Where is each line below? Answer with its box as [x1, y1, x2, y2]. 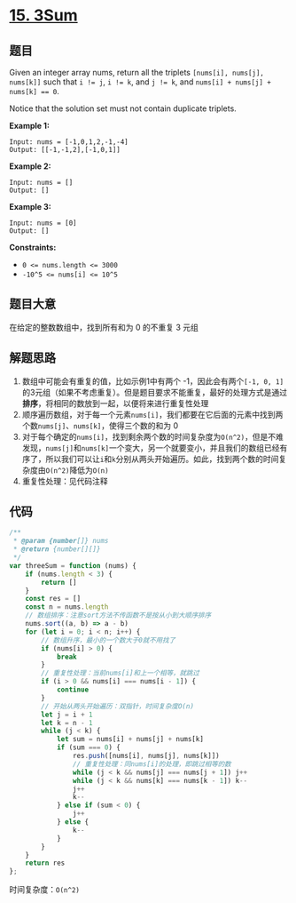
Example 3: [9, 202, 51, 212]
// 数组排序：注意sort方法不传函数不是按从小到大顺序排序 [25, 611, 212, 620]
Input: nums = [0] [9, 219, 77, 228]
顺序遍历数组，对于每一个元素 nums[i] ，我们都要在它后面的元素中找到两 [21, 409, 284, 420]
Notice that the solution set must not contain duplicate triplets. [9, 103, 237, 114]
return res [25, 859, 66, 867]
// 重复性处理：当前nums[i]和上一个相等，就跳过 [41, 668, 199, 678]
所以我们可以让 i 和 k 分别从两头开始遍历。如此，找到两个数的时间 [45, 453, 279, 464]
